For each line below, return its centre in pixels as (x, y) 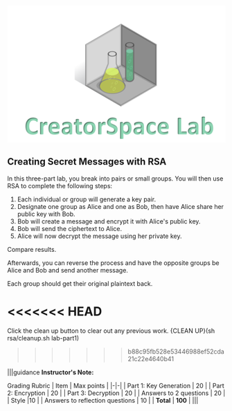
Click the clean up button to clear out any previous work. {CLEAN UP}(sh (111, 331)
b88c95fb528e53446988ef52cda (176, 351)
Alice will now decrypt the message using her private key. (99, 236)
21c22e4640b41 (151, 358)
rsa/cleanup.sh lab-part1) (43, 338)
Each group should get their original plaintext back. (80, 283)
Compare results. (32, 249)
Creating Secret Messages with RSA (87, 162)
